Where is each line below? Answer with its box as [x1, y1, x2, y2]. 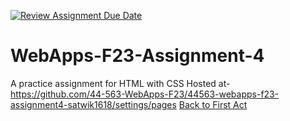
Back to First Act [178, 98, 248, 110]
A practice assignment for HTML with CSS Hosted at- [10, 77, 231, 89]
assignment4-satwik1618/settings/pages [10, 98, 177, 110]
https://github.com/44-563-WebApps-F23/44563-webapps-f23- [10, 88, 280, 100]
